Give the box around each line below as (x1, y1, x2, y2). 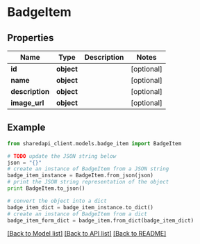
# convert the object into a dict (7, 197, 108, 204)
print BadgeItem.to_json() (7, 185, 85, 192)
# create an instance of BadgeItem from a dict (7, 210, 148, 218)
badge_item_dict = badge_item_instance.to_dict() (7, 204, 154, 211)
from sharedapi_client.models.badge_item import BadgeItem (7, 140, 182, 147)
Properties (7, 32, 54, 44)
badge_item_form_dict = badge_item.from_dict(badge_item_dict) (7, 217, 194, 224)
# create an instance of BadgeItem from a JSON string (7, 165, 169, 172)
